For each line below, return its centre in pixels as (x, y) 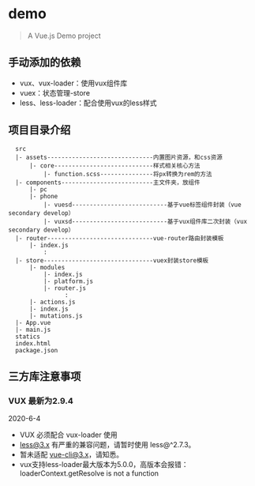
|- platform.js (68, 281)
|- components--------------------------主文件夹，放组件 (108, 183)
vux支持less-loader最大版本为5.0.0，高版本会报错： (104, 465)
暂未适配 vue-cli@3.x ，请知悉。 (71, 454)
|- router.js (65, 288)
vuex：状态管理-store (55, 92)
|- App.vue (33, 322)
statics (28, 337)
